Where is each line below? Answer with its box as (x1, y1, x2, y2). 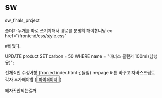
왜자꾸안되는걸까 (5, 87, 37, 93)
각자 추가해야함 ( (5, 76, 37, 82)
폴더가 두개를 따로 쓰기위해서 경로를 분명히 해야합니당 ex (5, 27, 113, 33)
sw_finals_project (5, 17, 40, 23)
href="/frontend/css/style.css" (5, 33, 66, 39)
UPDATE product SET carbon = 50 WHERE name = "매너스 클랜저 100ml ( (5, 53, 150, 59)
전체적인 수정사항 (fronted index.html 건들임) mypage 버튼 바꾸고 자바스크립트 (5, 69, 155, 75)
